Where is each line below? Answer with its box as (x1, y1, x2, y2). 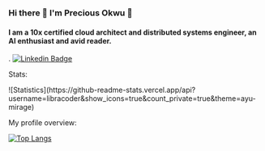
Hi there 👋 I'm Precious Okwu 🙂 (8, 7, 133, 19)
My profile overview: (8, 118, 77, 128)
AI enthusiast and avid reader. (8, 36, 112, 45)
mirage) (8, 103, 35, 112)
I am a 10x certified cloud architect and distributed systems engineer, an (8, 27, 257, 37)
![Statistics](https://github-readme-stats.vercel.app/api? (8, 85, 196, 95)
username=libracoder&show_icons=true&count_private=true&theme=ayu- (8, 94, 257, 103)
